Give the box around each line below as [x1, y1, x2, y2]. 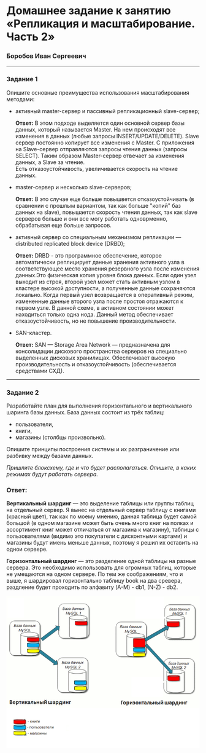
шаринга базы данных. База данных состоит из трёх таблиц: [6, 409, 165, 416]
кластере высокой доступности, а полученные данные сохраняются [15, 284, 196, 292]
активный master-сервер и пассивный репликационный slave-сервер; [15, 107, 200, 114]
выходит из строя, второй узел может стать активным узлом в [15, 278, 180, 285]
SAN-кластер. [15, 329, 52, 336]
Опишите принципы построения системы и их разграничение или [6, 446, 180, 453]
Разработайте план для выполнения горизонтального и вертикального [6, 402, 193, 409]
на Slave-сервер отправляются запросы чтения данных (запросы [15, 145, 188, 152]
